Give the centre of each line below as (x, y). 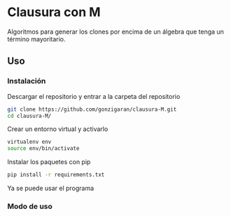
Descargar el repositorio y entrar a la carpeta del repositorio (94, 96)
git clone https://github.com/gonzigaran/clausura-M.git (92, 109)
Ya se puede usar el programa (51, 188)
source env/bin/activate (43, 149)
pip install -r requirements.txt (56, 175)
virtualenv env (29, 142)
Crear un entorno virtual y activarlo (58, 129)
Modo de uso (30, 206)
